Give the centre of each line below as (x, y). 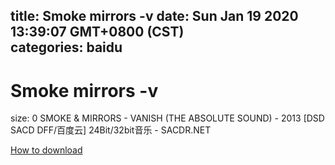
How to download (46, 150)
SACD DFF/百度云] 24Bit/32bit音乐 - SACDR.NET (111, 130)
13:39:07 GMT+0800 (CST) (97, 32)
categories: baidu (66, 47)
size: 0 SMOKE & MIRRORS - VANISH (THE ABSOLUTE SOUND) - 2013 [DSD (167, 118)
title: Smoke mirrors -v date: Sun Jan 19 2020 (154, 16)
